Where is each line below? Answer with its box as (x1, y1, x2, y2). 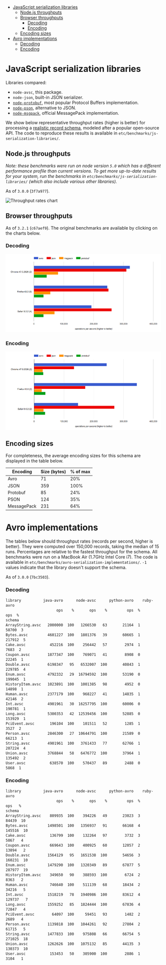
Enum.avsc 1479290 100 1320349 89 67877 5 (5, 862, 140, 868)
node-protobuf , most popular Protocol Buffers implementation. (12, 100, 139, 105)
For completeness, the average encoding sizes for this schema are (5, 452, 141, 458)
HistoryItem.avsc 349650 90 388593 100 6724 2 (5, 872, 140, 878)
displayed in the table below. (5, 458, 64, 464)
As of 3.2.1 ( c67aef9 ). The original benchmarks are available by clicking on (5, 225, 158, 231)
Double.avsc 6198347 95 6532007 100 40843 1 (5, 662, 140, 667)
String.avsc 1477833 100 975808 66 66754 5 (5, 931, 140, 937)
